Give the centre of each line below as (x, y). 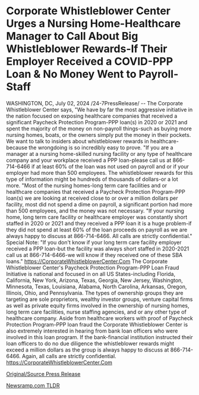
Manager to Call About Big (72, 36)
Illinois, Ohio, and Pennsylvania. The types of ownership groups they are (95, 293)
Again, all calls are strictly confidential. (69, 356)
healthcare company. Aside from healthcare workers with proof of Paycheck (99, 318)
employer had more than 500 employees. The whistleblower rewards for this (99, 173)
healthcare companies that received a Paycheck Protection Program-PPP (96, 192)
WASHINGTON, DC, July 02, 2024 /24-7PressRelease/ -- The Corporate (94, 103)
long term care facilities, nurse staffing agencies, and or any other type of (97, 312)
